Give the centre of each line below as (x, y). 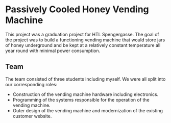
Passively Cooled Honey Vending (77, 9)
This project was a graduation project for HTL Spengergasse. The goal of (82, 34)
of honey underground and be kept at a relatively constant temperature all (83, 45)
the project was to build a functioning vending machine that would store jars (85, 40)
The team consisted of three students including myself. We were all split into (86, 79)
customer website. (32, 116)
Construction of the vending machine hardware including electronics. (86, 94)
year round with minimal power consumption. (53, 51)
